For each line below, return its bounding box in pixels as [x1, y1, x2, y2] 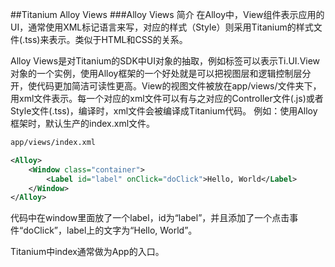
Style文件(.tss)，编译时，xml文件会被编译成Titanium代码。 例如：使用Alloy [10, 105, 318, 117]
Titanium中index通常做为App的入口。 [10, 246, 165, 258]
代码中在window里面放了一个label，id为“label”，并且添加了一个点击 [10, 212, 290, 224]
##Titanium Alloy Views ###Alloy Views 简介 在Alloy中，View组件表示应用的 [10, 9, 325, 20]
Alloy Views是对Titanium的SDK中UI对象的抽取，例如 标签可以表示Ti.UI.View [10, 55, 321, 67]
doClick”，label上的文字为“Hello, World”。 [23, 224, 198, 237]
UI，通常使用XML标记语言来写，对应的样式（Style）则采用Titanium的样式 [10, 21, 314, 33]
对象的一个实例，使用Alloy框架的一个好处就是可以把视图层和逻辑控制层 [10, 68, 303, 79]
